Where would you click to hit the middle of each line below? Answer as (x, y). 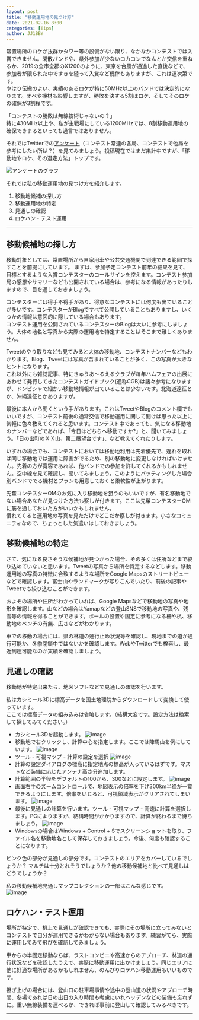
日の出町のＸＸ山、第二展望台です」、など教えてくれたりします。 (97, 438)
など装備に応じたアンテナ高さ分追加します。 (74, 771)
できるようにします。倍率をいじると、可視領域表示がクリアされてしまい (102, 793)
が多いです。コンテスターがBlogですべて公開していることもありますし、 (94, 309)
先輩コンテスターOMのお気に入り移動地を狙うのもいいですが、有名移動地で (99, 493)
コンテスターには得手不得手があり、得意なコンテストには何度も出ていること (99, 302)
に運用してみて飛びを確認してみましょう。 (58, 943)
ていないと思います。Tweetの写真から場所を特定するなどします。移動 (106, 566)
